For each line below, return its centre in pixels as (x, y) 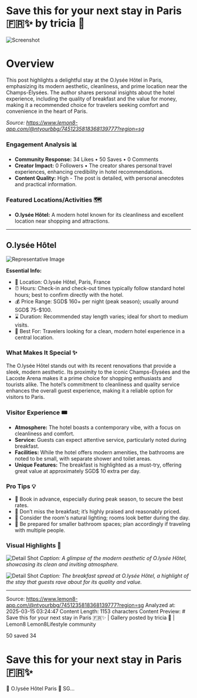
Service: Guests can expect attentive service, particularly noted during (100, 439)
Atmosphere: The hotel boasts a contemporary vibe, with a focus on (98, 427)
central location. (34, 338)
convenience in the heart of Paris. (47, 111)
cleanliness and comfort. (45, 434)
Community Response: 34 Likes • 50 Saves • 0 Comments (86, 159)
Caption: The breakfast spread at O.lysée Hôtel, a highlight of (114, 576)
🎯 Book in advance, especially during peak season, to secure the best (99, 499)
